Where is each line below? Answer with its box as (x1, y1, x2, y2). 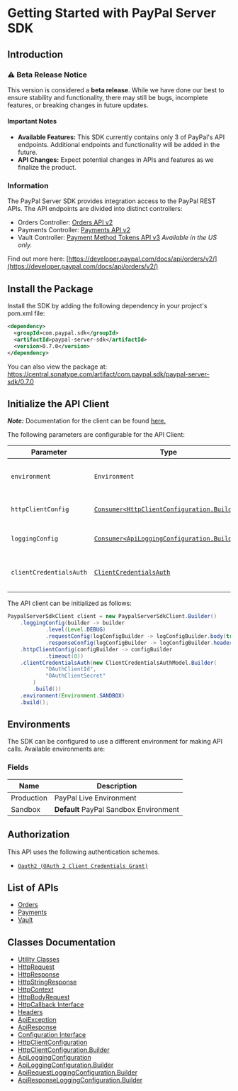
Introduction (7, 48, 64, 60)
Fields (7, 762, 29, 772)
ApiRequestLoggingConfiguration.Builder (17, 1068, 138, 1077)
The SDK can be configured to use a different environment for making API (7, 737, 223, 746)
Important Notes (7, 117, 57, 126)
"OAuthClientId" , (45, 666, 97, 673)
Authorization (7, 829, 70, 841)
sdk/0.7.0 (7, 377, 34, 386)
